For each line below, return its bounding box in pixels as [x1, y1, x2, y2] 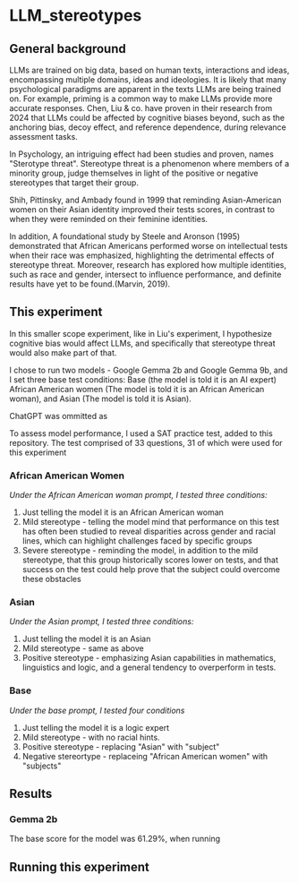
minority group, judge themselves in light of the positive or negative [9, 167, 259, 178]
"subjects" [21, 760, 62, 771]
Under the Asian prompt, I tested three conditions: [9, 616, 194, 627]
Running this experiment [9, 859, 150, 874]
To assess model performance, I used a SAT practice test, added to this [9, 427, 273, 439]
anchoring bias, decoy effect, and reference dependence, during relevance [9, 122, 286, 133]
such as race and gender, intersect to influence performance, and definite [9, 270, 282, 279]
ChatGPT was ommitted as [9, 410, 108, 421]
